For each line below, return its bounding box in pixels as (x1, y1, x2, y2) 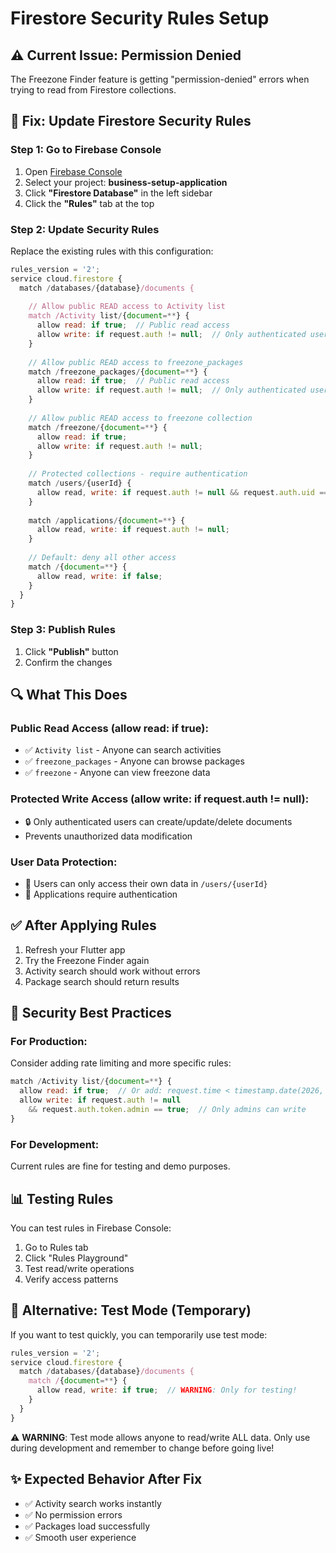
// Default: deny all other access (28, 553, 177, 563)
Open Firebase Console (24, 165, 123, 177)
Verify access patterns (24, 1273, 119, 1285)
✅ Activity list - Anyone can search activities (24, 744, 222, 756)
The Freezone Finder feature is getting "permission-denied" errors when (10, 73, 310, 85)
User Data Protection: (10, 855, 118, 869)
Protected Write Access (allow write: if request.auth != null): (10, 792, 310, 806)
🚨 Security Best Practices (10, 1005, 172, 1022)
